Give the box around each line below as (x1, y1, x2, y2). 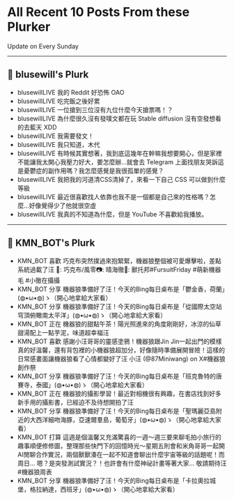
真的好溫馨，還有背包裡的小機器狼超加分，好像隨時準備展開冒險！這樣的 (17, 345, 225, 354)
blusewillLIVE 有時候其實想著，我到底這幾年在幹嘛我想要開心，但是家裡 (17, 149, 222, 157)
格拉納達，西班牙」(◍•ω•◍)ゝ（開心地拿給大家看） (29, 485, 179, 493)
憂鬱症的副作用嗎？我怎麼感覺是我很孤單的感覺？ (23, 166, 164, 175)
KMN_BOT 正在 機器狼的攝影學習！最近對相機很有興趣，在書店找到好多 (17, 389, 221, 398)
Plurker (7, 19, 51, 35)
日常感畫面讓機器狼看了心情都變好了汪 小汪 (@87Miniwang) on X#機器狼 (17, 354, 226, 363)
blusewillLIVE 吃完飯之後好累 (17, 97, 100, 105)
